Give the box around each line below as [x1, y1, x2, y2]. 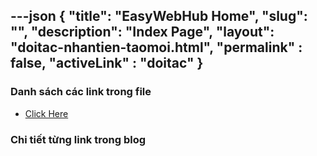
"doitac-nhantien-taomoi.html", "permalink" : [10, 39, 303, 56]
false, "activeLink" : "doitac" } [10, 55, 204, 72]
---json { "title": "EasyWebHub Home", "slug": [10, 8, 308, 25]
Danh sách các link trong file [10, 85, 152, 99]
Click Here [24, 107, 69, 119]
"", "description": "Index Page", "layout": [10, 24, 275, 41]
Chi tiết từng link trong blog [10, 132, 147, 146]
